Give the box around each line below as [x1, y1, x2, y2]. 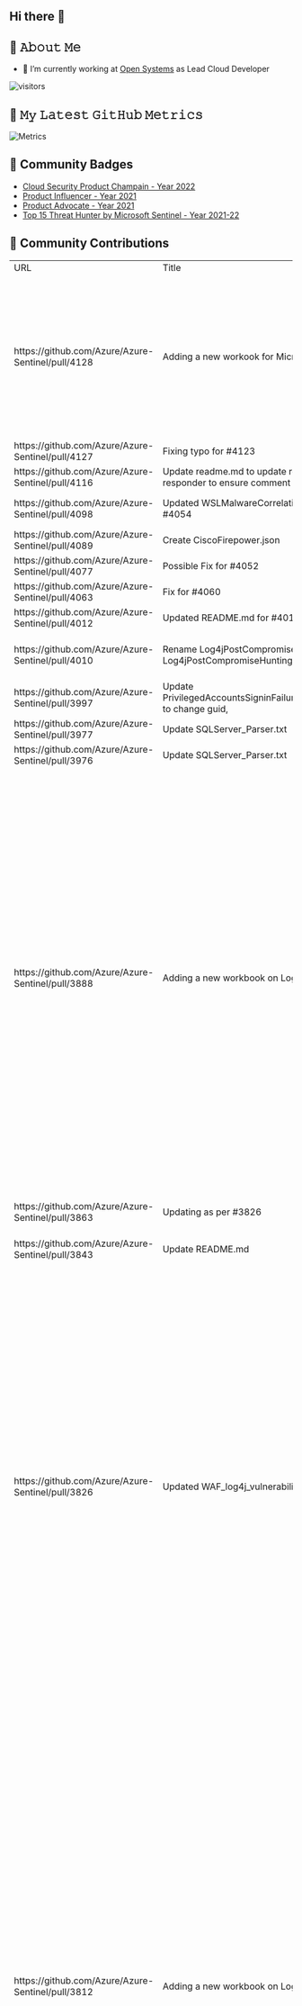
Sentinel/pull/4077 [13, 565, 93, 577]
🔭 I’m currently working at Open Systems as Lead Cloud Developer [22, 64, 270, 75]
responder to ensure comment [162, 476, 291, 489]
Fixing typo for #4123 [162, 445, 256, 457]
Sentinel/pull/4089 [13, 539, 93, 552]
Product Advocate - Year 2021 [22, 200, 135, 211]
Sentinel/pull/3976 [13, 754, 93, 766]
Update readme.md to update [162, 465, 288, 477]
